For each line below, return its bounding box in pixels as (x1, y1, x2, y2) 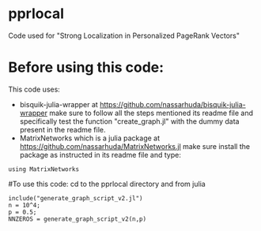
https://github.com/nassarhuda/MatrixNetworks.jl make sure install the (19, 141, 251, 151)
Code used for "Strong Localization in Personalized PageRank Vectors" (8, 31, 240, 40)
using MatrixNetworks (8, 165, 80, 173)
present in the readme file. (19, 125, 106, 134)
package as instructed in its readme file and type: (19, 150, 182, 159)
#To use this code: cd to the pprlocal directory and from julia (8, 179, 206, 188)
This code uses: (8, 84, 61, 94)
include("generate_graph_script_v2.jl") (8, 194, 144, 202)
